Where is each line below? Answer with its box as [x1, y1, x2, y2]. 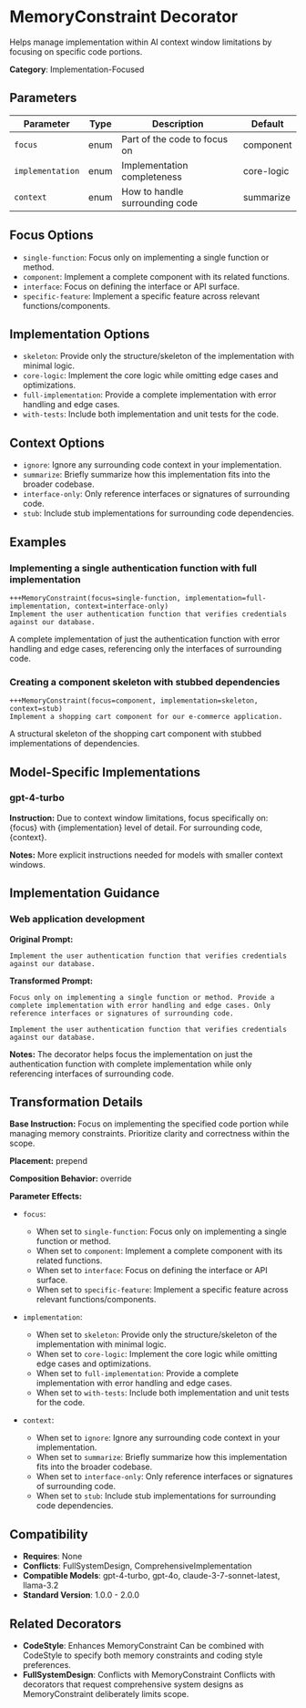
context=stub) [9, 705, 64, 714]
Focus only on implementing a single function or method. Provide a [9, 993, 275, 1002]
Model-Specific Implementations [9, 764, 201, 780]
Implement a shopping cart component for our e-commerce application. [9, 713, 283, 722]
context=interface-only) [74, 602, 169, 611]
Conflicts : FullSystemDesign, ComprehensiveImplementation [22, 1560, 252, 1571]
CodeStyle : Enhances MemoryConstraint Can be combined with [22, 1640, 264, 1651]
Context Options [9, 435, 105, 450]
